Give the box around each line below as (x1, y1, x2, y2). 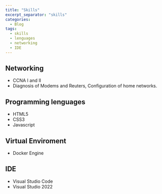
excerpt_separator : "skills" (5, 12, 67, 17)
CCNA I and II (12, 77, 42, 84)
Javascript (12, 122, 35, 128)
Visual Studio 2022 (12, 183, 53, 189)
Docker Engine (12, 150, 44, 156)
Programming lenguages (5, 98, 86, 106)
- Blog (10, 21, 24, 27)
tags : (5, 26, 17, 31)
